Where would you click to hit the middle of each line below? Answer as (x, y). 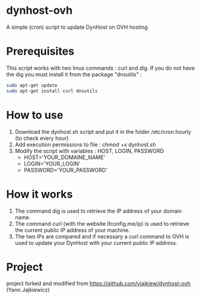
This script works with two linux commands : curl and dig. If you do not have (100, 68)
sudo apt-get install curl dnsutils (52, 91)
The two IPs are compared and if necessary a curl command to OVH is (102, 236)
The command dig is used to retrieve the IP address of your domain (98, 211)
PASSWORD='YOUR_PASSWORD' (66, 170)
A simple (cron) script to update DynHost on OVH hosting (77, 27)
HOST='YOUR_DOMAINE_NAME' (64, 157)
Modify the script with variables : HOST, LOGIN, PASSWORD (89, 151)
